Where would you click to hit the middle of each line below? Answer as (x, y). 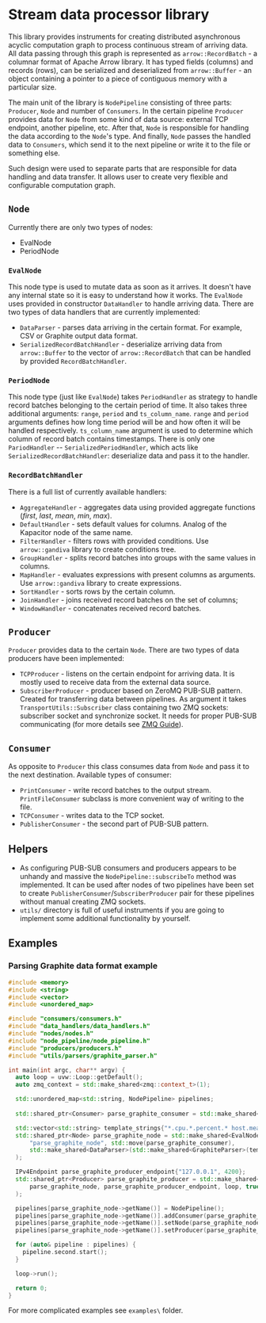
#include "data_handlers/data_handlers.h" (79, 1027)
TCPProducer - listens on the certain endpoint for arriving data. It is (127, 674)
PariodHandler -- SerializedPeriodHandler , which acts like (103, 447)
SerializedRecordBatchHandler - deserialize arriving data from (121, 344)
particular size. (32, 87)
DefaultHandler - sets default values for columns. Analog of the (123, 524)
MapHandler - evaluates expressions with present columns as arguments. (137, 574)
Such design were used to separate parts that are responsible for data (123, 168)
